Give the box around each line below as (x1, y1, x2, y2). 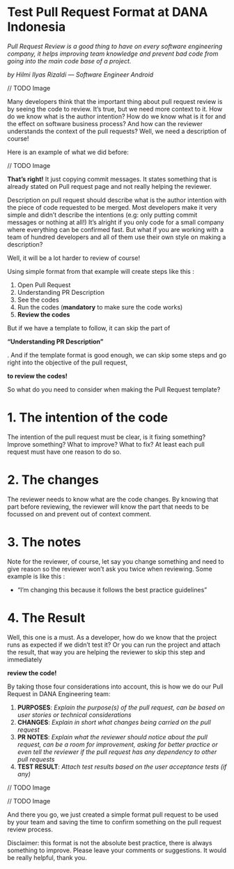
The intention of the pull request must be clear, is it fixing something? (7, 433, 206, 441)
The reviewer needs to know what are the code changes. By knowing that (7, 495, 219, 503)
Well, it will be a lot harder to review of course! (7, 254, 141, 262)
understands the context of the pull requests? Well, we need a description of (7, 127, 227, 135)
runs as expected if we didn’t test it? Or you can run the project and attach (7, 640, 221, 649)
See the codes (17, 295, 59, 304)
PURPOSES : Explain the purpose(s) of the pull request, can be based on (17, 703, 225, 712)
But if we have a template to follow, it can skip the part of (7, 323, 171, 332)
